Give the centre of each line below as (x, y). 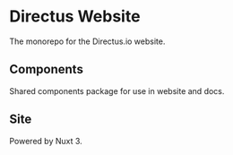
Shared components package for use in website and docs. (117, 90)
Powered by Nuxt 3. (46, 141)
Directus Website (75, 17)
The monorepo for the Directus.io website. (87, 41)
